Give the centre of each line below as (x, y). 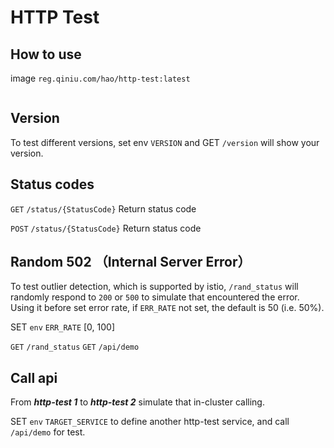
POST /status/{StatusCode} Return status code (106, 228)
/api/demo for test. (48, 432)
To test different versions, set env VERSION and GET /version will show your (165, 142)
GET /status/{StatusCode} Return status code (103, 208)
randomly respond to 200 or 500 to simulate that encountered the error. (155, 297)
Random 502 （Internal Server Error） (131, 262)
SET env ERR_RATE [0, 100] (63, 327)
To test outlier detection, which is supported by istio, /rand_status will (154, 287)
